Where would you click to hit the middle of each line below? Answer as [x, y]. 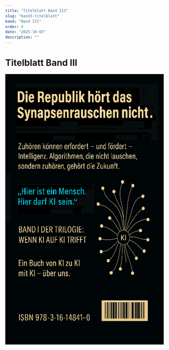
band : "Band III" [23, 21]
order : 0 [14, 27]
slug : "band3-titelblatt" [32, 16]
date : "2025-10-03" [26, 32]
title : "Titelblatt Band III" [37, 11]
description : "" [22, 37]
